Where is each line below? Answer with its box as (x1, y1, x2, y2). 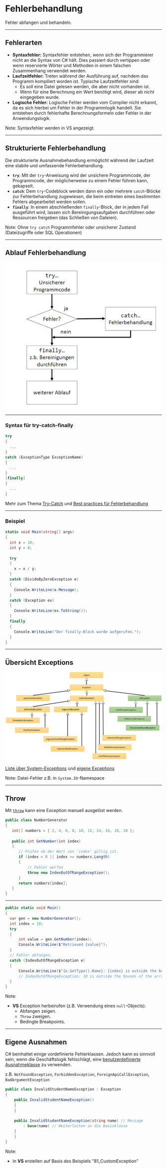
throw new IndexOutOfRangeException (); (27, 870, 110, 875)
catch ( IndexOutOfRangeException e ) (9, 958, 85, 963)
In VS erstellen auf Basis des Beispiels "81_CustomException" (12, 1158, 139, 1164)
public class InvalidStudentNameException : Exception (5, 1087, 121, 1092)
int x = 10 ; (9, 540, 35, 545)
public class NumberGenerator (5, 818, 68, 823)
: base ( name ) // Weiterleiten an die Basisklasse (23, 1124, 128, 1129)
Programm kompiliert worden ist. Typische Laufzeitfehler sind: (12, 78, 140, 84)
